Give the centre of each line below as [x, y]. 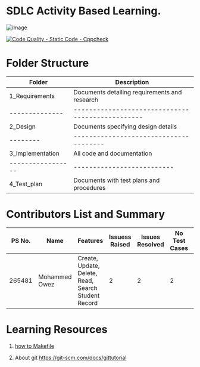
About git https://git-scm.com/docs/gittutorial [71, 357]
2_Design [22, 127]
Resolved [151, 244]
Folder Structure [48, 63]
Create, [87, 258]
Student [88, 295]
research [86, 100]
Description [132, 82]
